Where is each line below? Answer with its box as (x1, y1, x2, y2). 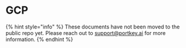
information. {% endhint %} (5, 36, 73, 43)
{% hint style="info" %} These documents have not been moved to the (5, 23, 180, 30)
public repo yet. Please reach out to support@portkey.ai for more (5, 29, 166, 36)
